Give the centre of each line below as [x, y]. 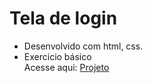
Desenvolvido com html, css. [83, 46]
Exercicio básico [57, 56]
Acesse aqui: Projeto [66, 67]
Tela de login [63, 18]
